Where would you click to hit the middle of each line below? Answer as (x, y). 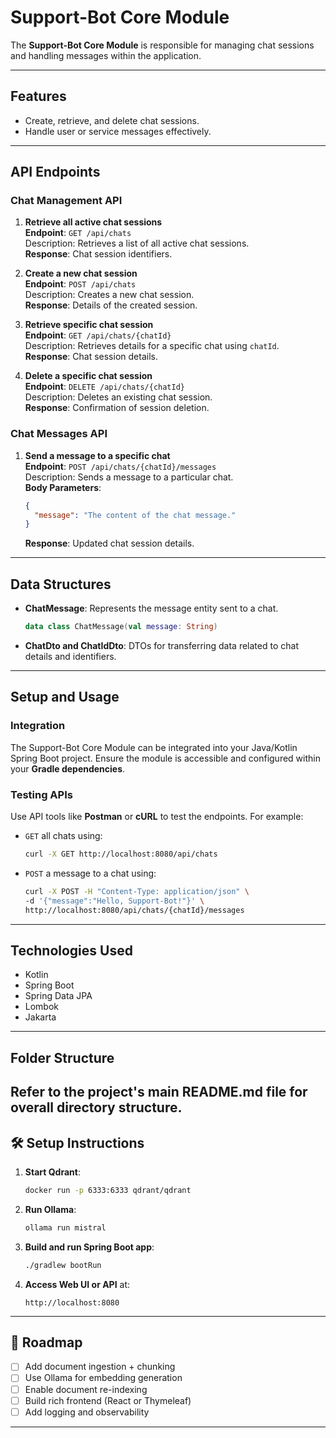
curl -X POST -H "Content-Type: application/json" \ (137, 891)
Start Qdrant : (52, 1172)
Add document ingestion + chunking (100, 1367)
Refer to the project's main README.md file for (159, 1092)
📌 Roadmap (46, 1342)
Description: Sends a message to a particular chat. (129, 477)
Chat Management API (66, 201)
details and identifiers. (70, 657)
